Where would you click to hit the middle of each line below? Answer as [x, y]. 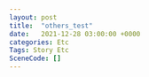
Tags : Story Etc [39, 50]
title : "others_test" [51, 26]
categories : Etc [39, 42]
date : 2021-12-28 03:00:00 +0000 [75, 34]
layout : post [33, 17]
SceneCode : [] [35, 58]
